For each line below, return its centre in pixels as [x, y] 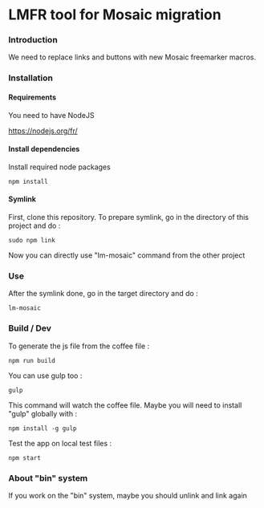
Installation [31, 78]
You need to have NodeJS [51, 115]
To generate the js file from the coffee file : [79, 346]
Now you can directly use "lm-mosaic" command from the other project [127, 255]
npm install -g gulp [43, 428]
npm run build [32, 360]
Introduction [33, 40]
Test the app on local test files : [60, 443]
